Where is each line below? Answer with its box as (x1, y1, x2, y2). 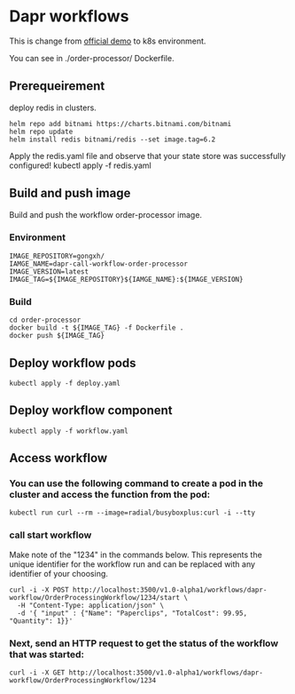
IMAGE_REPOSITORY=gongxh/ (9, 251, 105, 260)
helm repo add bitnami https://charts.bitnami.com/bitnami (9, 119, 232, 128)
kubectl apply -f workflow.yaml (9, 427, 128, 435)
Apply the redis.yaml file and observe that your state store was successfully (9, 150, 286, 161)
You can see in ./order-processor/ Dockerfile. (9, 52, 175, 63)
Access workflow (9, 451, 108, 466)
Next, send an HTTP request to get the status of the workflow (9, 637, 279, 650)
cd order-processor (9, 315, 82, 325)
